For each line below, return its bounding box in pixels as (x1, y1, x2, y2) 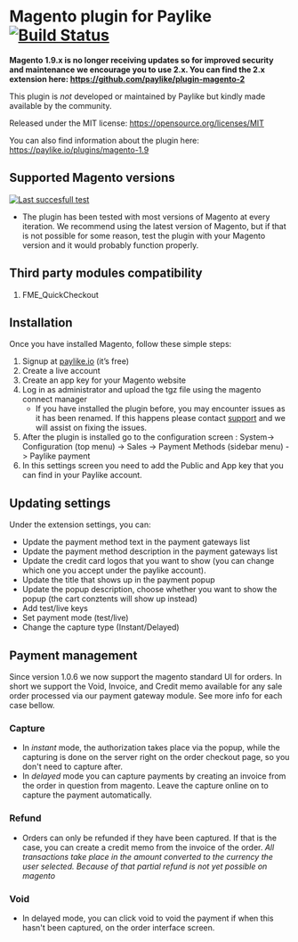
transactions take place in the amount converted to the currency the (21, 851, 274, 862)
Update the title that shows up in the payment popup (21, 574, 215, 585)
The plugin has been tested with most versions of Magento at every (21, 211, 270, 222)
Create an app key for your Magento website (21, 375, 187, 385)
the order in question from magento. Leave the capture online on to (21, 781, 269, 791)
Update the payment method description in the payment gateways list (21, 546, 278, 557)
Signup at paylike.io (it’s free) (21, 356, 130, 367)
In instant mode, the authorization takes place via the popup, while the (21, 742, 280, 753)
